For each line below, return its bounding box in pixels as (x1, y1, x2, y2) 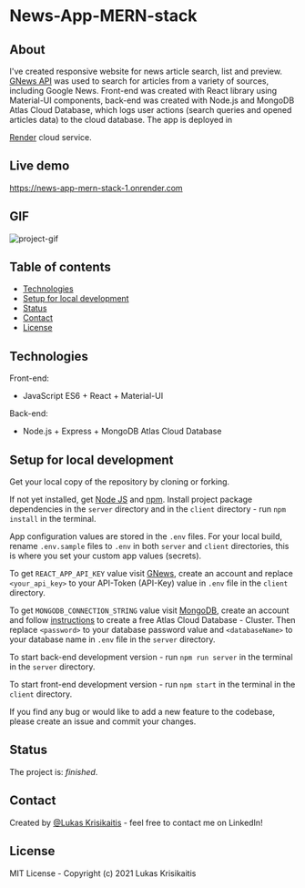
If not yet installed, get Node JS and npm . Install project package (9, 494, 253, 505)
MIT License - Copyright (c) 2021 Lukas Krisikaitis (9, 867, 197, 879)
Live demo (9, 158, 70, 174)
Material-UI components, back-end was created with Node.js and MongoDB (9, 95, 295, 106)
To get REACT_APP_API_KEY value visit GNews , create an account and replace (9, 568, 293, 579)
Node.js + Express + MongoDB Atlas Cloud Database (22, 425, 222, 437)
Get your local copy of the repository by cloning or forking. (9, 476, 230, 487)
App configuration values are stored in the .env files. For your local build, (9, 531, 283, 542)
